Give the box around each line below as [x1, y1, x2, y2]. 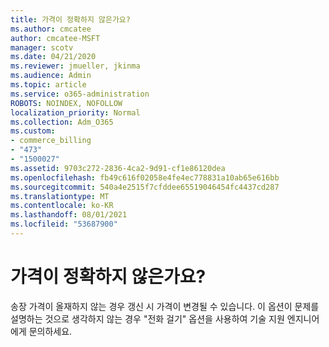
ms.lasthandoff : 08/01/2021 [10, 210, 128, 220]
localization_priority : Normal [10, 107, 141, 118]
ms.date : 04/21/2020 [10, 52, 97, 62]
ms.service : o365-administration [10, 89, 150, 99]
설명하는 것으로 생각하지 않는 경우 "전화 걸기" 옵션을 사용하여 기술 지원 [10, 312, 285, 325]
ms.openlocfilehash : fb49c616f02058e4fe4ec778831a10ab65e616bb [10, 172, 280, 183]
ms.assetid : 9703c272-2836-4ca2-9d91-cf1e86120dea [10, 163, 226, 173]
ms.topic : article [10, 80, 87, 90]
